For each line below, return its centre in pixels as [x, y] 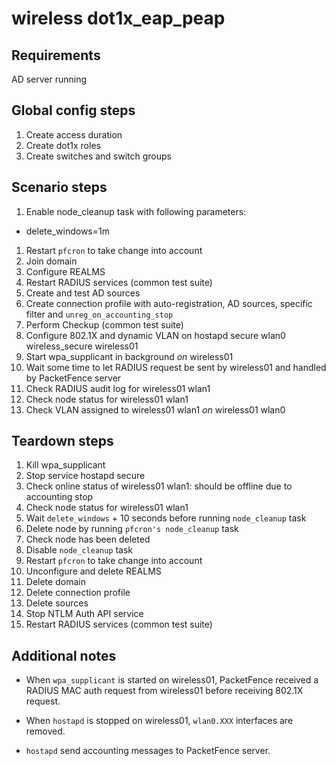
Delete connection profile [78, 593]
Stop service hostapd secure [85, 476]
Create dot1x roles [63, 145]
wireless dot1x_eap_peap [118, 18]
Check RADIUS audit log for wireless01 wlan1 [118, 388]
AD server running [49, 79]
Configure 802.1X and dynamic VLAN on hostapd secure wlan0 [155, 335]
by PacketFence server [73, 378]
